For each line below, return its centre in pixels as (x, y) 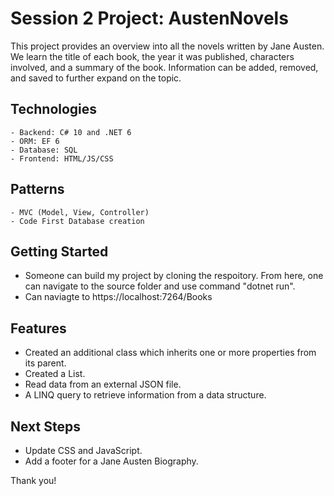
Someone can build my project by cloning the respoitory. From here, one (174, 276)
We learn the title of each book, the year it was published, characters (152, 56)
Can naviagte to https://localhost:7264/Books (118, 297)
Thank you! (33, 480)
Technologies (54, 109)
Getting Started (59, 251)
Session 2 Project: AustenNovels (149, 18)
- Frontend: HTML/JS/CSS (62, 158)
